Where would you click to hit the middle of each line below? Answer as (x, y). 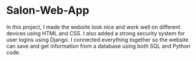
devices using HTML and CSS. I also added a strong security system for (96, 33)
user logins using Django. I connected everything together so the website (97, 39)
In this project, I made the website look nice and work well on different (93, 27)
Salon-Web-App (48, 10)
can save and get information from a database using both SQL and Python (98, 46)
